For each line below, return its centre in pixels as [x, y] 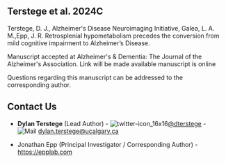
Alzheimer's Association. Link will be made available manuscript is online [112, 64]
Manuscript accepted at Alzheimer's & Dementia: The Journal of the [105, 56]
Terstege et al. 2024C [55, 11]
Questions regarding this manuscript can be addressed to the [95, 77]
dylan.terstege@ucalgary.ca [79, 131]
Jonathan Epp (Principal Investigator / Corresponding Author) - [107, 144]
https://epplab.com [45, 152]
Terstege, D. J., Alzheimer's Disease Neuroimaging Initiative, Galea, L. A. [111, 28]
